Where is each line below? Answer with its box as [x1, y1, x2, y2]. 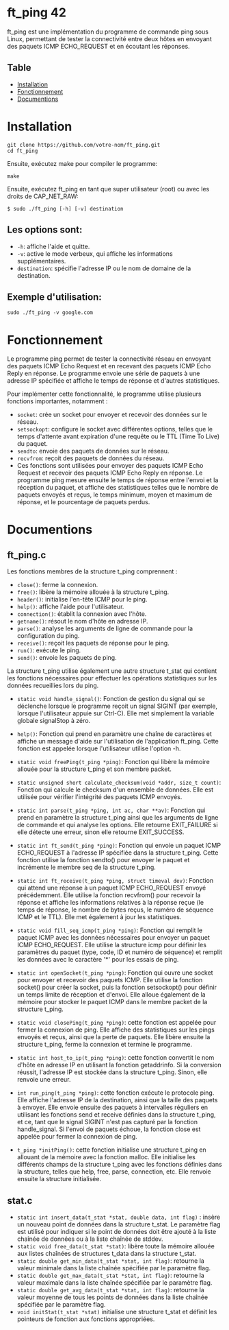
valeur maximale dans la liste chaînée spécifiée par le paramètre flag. [16, 1279, 213, 1287]
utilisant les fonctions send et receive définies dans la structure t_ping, [16, 1111, 217, 1119]
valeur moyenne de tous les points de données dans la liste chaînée [16, 1293, 208, 1301]
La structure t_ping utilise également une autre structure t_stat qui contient [7, 667, 217, 675]
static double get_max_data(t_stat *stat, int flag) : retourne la [16, 1271, 205, 1280]
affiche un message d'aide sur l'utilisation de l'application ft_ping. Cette [16, 737, 219, 746]
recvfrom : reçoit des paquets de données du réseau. [16, 454, 165, 462]
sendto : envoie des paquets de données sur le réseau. [16, 447, 170, 455]
